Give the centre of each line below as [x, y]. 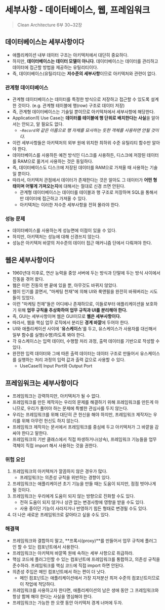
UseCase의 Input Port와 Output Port [56, 366]
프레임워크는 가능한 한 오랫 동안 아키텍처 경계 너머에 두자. [68, 603]
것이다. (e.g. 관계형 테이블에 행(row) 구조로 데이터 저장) [71, 106]
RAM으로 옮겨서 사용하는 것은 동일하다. [55, 161]
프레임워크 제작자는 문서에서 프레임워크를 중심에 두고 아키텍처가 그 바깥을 [83, 427]
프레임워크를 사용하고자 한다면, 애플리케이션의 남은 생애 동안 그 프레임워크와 [85, 590]
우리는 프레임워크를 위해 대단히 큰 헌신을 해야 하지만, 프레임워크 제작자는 [82, 414]
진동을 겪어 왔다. [28, 279]
